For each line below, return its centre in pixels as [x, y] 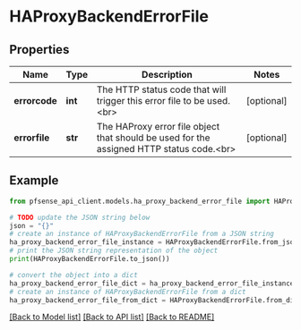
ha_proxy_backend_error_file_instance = [86, 242]
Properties [39, 50]
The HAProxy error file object [159, 127]
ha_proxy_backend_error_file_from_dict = [88, 300]
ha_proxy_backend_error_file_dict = [77, 283]
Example [34, 181]
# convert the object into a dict [74, 275]
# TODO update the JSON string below [80, 217]
